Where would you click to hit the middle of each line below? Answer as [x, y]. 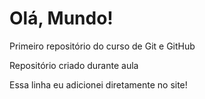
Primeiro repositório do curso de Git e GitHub [102, 46]
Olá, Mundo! [61, 18]
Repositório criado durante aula [74, 65]
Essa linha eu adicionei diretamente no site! [98, 84]
